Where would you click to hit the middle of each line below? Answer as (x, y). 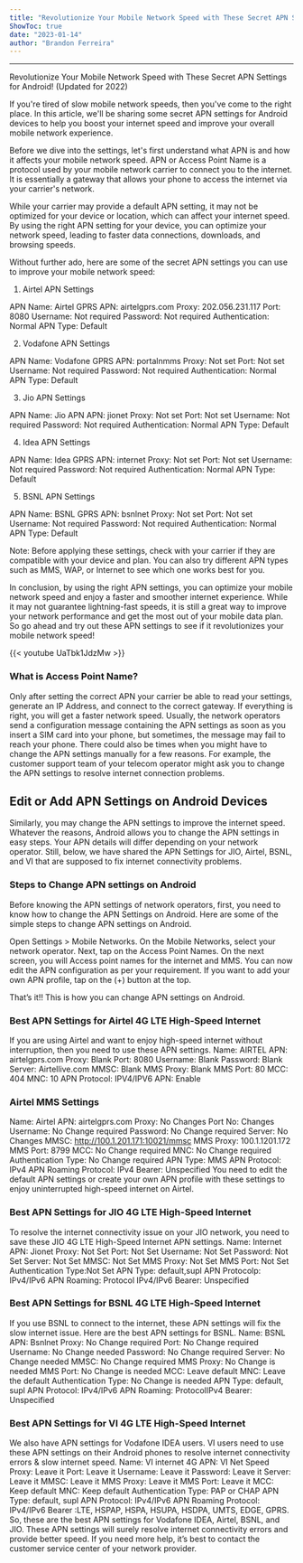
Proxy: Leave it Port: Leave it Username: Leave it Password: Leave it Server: (150, 1472)
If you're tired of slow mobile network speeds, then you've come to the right (151, 104)
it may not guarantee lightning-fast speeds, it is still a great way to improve (148, 607)
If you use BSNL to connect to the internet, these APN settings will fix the (145, 1323)
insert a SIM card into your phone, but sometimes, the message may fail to (147, 735)
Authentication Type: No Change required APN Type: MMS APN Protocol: (146, 1160)
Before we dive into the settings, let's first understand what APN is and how (150, 151)
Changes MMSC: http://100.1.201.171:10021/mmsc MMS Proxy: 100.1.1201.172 (150, 1141)
